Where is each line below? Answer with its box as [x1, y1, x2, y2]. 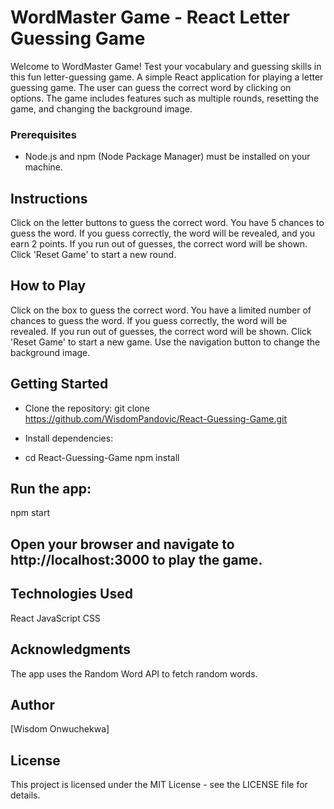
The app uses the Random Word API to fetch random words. [10, 667, 258, 680]
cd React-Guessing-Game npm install [24, 451, 180, 463]
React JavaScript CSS [10, 612, 101, 624]
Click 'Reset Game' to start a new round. [10, 249, 177, 261]
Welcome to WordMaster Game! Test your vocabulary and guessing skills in [10, 60, 322, 72]
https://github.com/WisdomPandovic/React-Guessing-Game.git [24, 412, 287, 425]
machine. [24, 161, 64, 173]
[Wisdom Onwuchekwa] [10, 723, 110, 735]
